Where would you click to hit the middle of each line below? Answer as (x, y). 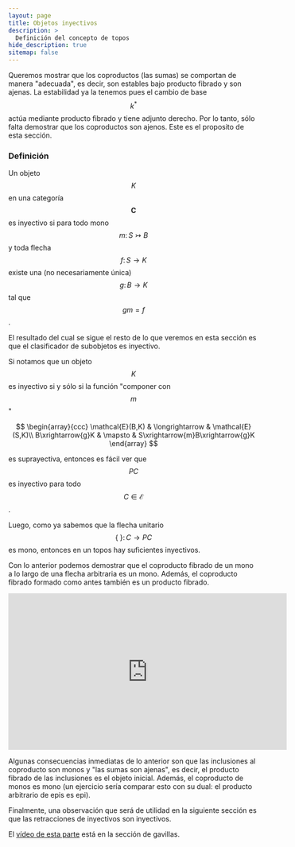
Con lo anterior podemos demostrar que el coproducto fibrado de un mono (131, 565)
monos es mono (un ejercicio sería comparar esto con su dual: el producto (130, 786)
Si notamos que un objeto (50, 361)
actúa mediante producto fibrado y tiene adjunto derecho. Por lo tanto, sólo (132, 118)
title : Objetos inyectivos (53, 23)
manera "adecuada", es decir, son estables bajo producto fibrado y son (125, 84)
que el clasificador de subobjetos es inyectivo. (84, 346)
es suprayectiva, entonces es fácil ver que (78, 459)
